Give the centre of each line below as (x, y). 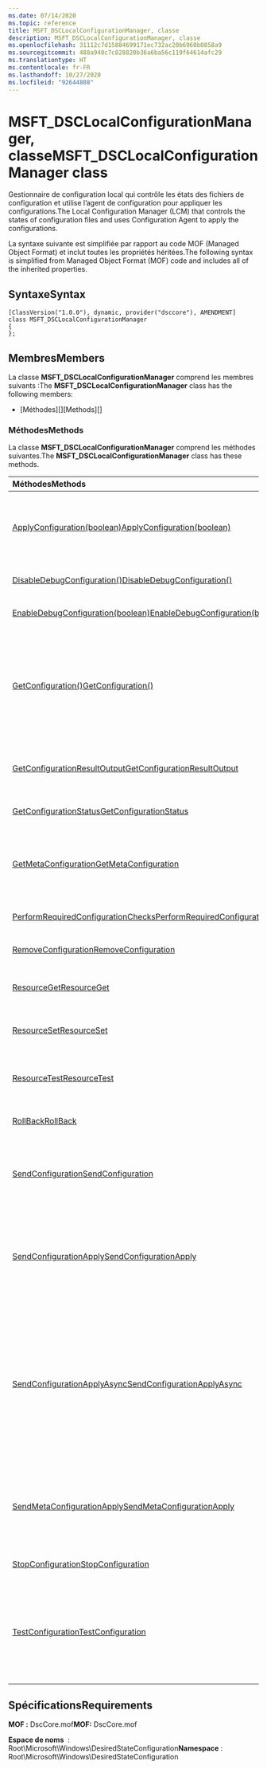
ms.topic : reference (43, 23)
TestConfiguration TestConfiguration (79, 1632)
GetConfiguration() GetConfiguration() (83, 686)
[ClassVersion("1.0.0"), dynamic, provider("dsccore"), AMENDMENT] (122, 313)
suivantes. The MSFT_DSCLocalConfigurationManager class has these (125, 456)
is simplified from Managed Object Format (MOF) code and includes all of (128, 261)
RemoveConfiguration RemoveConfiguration (94, 950)
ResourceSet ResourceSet (60, 1030)
